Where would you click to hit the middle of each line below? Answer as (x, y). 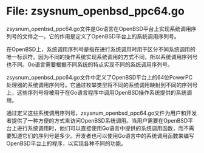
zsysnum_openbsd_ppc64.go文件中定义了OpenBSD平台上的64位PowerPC (100, 77)
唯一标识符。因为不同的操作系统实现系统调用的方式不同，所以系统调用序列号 (102, 56)
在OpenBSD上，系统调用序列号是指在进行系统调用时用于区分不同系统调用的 (101, 49)
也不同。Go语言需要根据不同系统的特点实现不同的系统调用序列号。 (90, 64)
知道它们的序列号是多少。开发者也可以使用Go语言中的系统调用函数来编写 (103, 135)
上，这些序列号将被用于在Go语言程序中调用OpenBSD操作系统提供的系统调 (99, 92)
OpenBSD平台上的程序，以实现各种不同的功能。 (66, 143)
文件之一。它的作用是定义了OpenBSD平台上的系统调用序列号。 (101, 36)
